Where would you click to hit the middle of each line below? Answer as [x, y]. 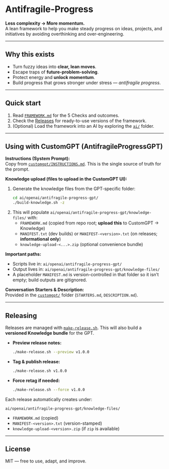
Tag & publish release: [36, 361]
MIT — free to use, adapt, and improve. [46, 461]
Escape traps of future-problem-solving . [56, 72]
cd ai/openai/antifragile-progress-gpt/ [55, 198]
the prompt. [17, 169]
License [18, 449]
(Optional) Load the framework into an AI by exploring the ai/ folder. [83, 126]
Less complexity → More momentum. [45, 23]
